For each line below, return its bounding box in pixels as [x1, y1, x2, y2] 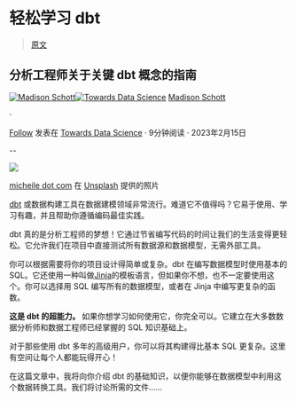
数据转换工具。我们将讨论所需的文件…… [16, 381, 163, 392]
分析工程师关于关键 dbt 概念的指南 [9, 67, 198, 83]
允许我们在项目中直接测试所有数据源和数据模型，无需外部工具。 [32, 240, 266, 250]
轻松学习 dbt [9, 8, 101, 28]
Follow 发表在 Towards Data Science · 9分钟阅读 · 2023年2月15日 [9, 127, 246, 138]
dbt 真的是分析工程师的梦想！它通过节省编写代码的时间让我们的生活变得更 [9, 228, 280, 240]
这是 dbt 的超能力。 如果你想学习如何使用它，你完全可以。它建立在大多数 [9, 311, 277, 321]
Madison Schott [167, 91, 226, 102]
